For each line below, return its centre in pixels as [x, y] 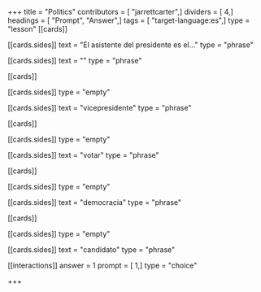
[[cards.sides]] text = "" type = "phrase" [75, 61]
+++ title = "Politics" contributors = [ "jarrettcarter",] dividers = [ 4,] [120, 12]
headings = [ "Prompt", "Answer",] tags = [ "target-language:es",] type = [129, 20]
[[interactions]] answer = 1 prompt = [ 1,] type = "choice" [102, 265]
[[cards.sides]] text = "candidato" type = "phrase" [91, 250]
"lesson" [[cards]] [38, 29]
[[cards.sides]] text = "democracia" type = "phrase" [95, 202]
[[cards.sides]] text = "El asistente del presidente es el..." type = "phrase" [130, 45]
